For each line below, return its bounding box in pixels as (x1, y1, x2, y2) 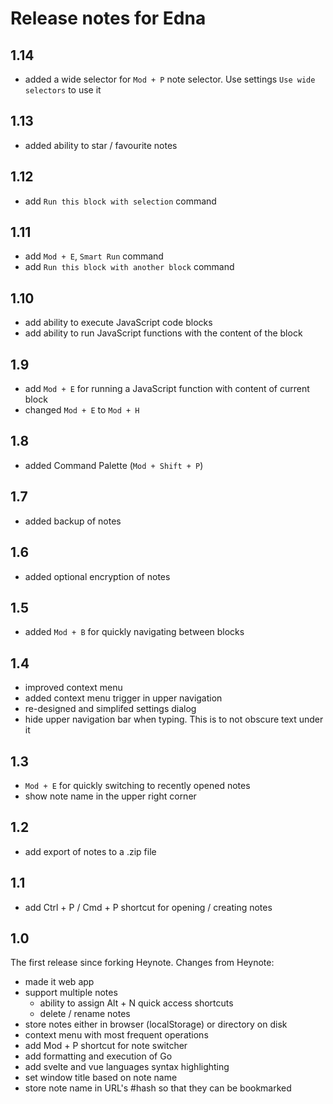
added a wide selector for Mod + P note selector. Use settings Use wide (24, 73, 316, 85)
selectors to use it (24, 84, 102, 96)
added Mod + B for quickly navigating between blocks (24, 626, 245, 638)
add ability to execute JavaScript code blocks (24, 317, 213, 329)
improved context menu (24, 682, 123, 694)
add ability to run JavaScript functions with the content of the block (24, 327, 303, 339)
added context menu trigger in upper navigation (24, 692, 223, 704)
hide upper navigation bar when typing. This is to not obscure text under (24, 713, 324, 726)
